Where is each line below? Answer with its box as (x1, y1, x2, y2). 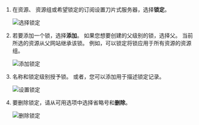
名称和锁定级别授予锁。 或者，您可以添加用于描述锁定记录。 (12, 73, 165, 80)
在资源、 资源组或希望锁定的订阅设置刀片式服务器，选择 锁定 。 (12, 6, 170, 13)
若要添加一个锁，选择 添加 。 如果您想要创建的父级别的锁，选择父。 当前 (12, 32, 193, 39)
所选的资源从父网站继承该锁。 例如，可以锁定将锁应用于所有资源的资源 (12, 40, 192, 46)
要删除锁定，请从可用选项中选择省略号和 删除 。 (12, 99, 131, 106)
